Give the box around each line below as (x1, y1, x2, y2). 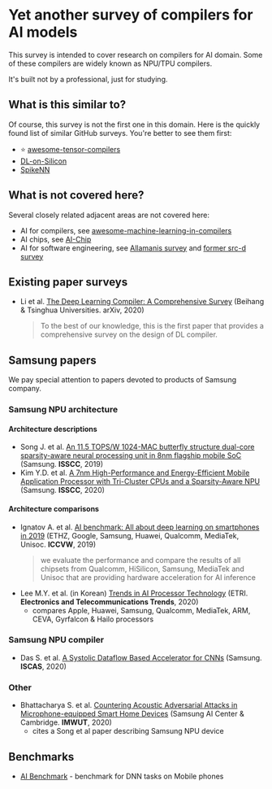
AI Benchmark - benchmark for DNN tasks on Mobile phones (19, 771, 224, 781)
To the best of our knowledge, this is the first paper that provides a (40, 321, 264, 331)
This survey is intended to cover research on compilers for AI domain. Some (8, 50, 263, 59)
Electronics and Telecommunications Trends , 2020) (19, 596, 199, 607)
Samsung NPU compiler (8, 634, 104, 646)
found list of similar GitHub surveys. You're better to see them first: (8, 128, 232, 137)
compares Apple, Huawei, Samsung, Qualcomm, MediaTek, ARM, (32, 605, 251, 615)
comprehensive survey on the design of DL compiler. (40, 329, 218, 339)
